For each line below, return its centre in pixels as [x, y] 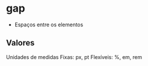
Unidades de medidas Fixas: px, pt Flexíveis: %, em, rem [74, 57]
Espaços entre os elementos [49, 25]
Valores [20, 43]
